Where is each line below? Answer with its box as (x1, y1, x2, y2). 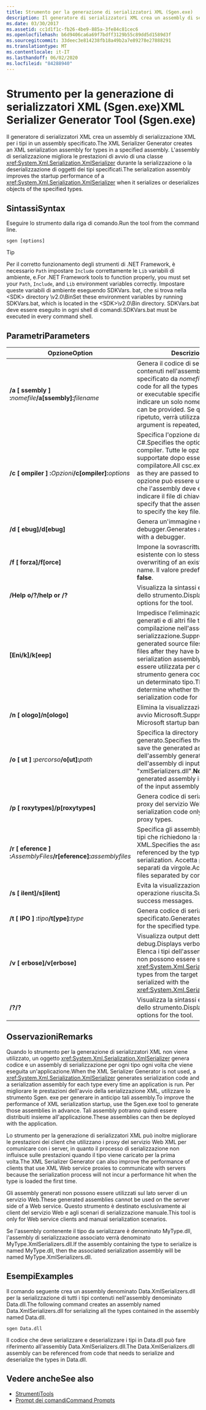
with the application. (6, 1120, 58, 1127)
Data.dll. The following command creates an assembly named (6, 1300, 161, 1308)
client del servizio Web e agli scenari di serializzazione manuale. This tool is (6, 1209, 196, 1216)
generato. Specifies (137, 736, 192, 745)
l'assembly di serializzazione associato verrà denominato (6, 1234, 151, 1241)
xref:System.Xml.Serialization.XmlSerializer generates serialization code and (6, 1074, 200, 1081)
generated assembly (137, 774, 196, 783)
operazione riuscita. (137, 889, 194, 897)
